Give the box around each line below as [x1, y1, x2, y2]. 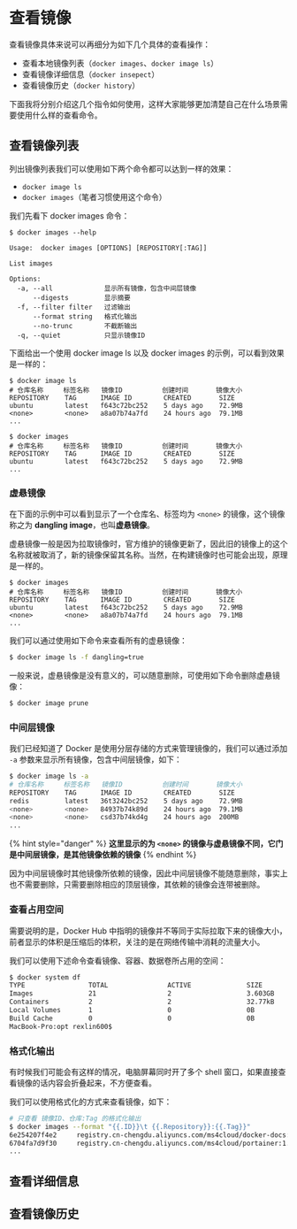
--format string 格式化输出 [32, 311, 138, 321]
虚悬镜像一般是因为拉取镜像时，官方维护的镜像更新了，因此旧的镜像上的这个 [9, 539, 288, 549]
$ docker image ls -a [9, 772, 89, 781]
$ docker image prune [9, 698, 89, 708]
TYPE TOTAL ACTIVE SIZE [9, 981, 263, 990]
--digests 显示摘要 [32, 293, 131, 302]
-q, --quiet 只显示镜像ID [17, 331, 146, 340]
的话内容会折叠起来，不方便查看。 [32, 1077, 156, 1088]
